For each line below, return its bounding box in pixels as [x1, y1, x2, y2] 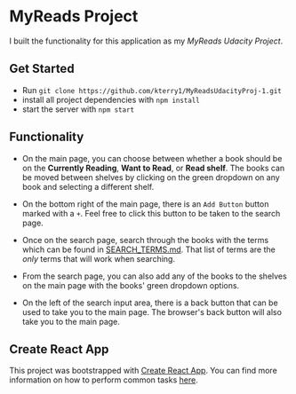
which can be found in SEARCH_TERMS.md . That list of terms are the [21, 244, 276, 255]
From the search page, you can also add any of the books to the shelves [21, 271, 287, 281]
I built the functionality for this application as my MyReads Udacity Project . [9, 35, 284, 46]
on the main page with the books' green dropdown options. [21, 280, 240, 290]
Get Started [9, 61, 75, 76]
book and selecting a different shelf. [21, 181, 155, 192]
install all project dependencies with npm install [21, 94, 200, 105]
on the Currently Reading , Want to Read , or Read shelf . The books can [21, 162, 285, 173]
